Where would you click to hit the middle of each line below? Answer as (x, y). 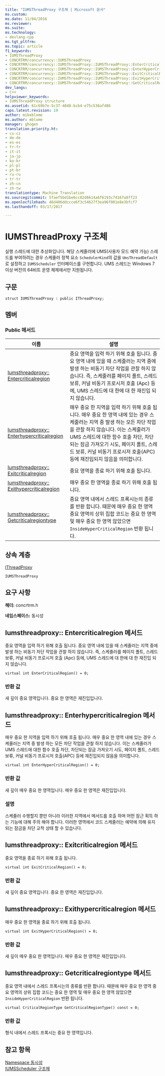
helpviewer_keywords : (27, 97)
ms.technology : (21, 33)
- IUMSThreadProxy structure (35, 101)
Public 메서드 (20, 330)
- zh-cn (13, 184)
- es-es (13, 143)
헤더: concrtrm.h (22, 605)
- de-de (13, 138)
